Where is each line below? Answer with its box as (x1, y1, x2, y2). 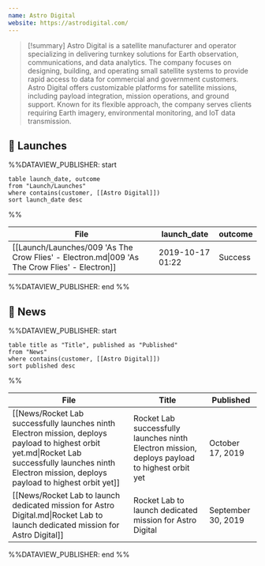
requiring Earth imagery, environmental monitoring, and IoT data (27, 108, 236, 117)
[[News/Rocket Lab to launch (12, 490, 121, 501)
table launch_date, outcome (8, 175, 101, 183)
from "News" (8, 349, 47, 357)
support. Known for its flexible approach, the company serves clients (27, 100, 252, 109)
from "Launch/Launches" (8, 183, 87, 191)
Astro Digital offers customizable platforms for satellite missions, (27, 82, 237, 92)
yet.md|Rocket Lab (12, 447, 82, 458)
